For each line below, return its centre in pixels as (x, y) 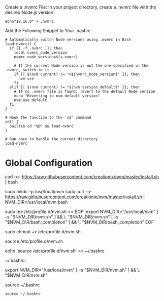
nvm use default (31, 100)
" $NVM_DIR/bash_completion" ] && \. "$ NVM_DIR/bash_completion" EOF (80, 222)
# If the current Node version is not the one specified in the (81, 66)
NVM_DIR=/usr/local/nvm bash (36, 202)
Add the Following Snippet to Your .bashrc (48, 31)
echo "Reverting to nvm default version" (57, 96)
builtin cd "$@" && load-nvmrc (42, 126)
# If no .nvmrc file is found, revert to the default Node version (84, 91)
